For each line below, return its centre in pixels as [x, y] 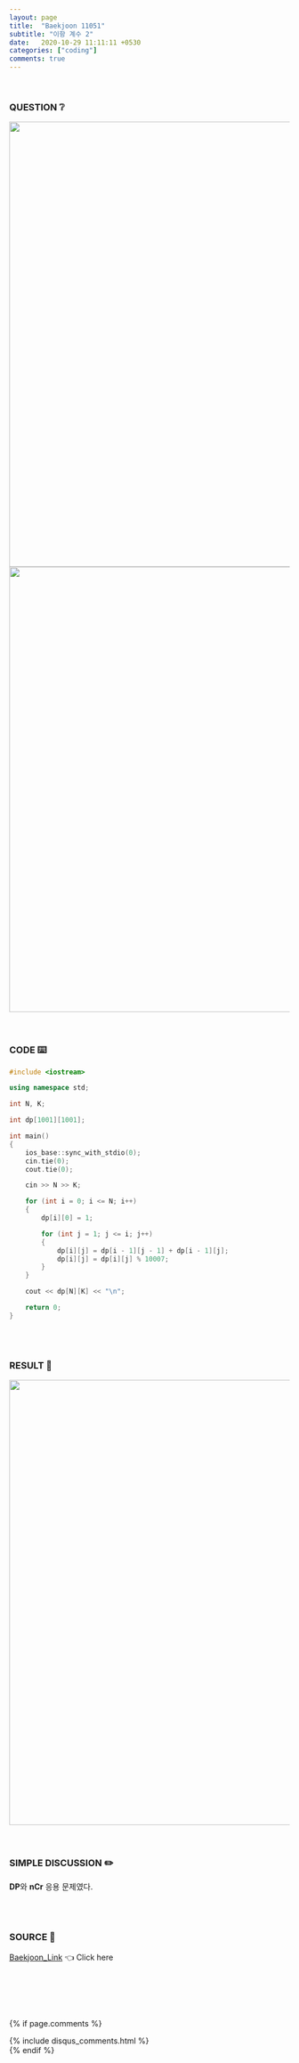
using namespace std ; [49, 1088]
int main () [29, 1136]
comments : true [37, 59]
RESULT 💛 [31, 1365]
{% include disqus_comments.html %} [79, 2041]
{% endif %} [32, 2050]
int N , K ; [28, 1104]
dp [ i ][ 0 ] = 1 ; [67, 1218]
